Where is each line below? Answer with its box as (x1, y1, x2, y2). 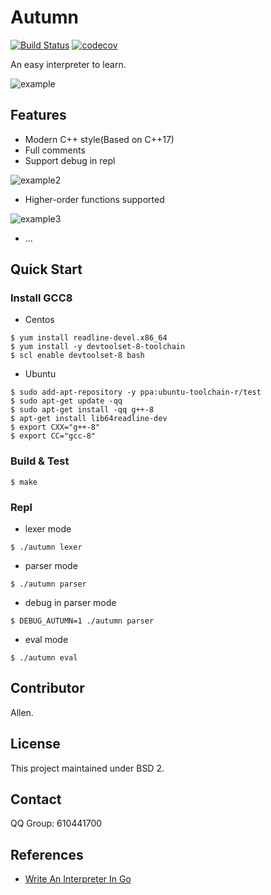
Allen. (10, 706, 34, 718)
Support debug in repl (24, 154, 116, 166)
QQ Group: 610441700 (10, 817, 103, 830)
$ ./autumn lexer (10, 542, 83, 553)
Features (10, 107, 67, 124)
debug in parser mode (24, 597, 117, 609)
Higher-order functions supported (24, 193, 165, 205)
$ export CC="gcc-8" (10, 431, 97, 441)
